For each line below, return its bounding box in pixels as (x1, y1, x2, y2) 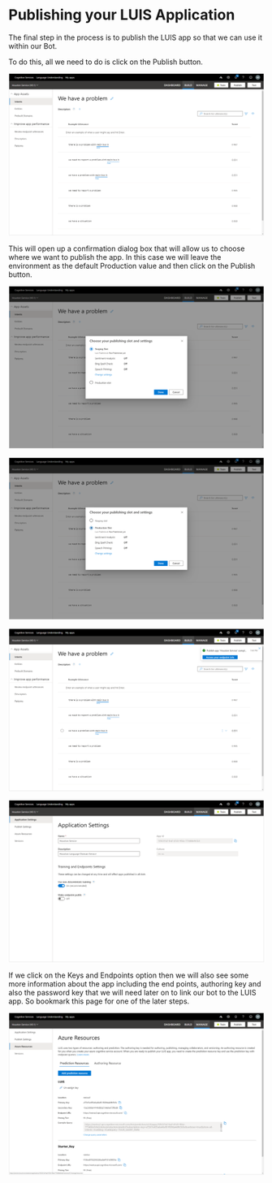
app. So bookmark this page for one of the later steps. (8, 996, 190, 1006)
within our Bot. (8, 41, 58, 50)
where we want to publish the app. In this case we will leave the (8, 253, 222, 262)
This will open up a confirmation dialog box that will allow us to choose (8, 244, 245, 253)
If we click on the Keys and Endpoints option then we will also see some (8, 970, 249, 980)
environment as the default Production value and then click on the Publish (8, 261, 256, 271)
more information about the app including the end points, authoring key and (8, 978, 261, 988)
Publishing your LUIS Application (8, 6, 235, 24)
